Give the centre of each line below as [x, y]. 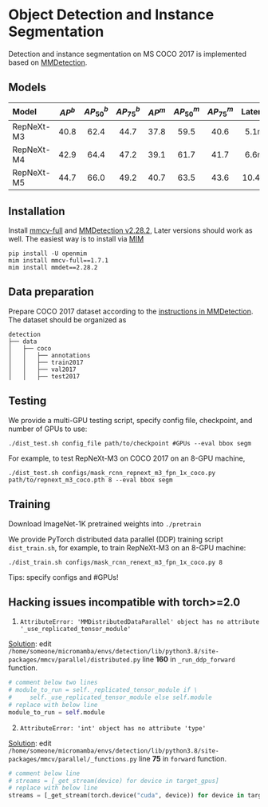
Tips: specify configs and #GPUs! [63, 577]
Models [27, 88]
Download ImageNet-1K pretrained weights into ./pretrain [105, 523]
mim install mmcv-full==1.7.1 [59, 261]
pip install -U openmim [48, 254]
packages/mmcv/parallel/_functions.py [73, 759]
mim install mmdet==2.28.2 [53, 268]
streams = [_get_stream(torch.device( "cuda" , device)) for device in [126, 796]
